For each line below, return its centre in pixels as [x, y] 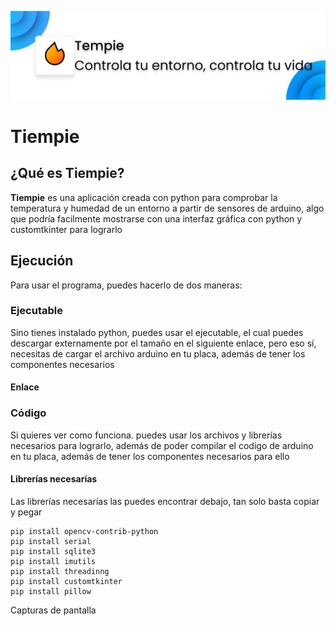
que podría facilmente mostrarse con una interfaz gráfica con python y [156, 218]
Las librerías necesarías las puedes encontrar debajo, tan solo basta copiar [165, 501]
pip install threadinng [60, 571]
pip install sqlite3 [53, 551]
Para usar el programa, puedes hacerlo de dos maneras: [126, 285]
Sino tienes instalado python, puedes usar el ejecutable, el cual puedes [157, 332]
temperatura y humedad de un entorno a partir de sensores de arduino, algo [167, 208]
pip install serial [51, 541]
